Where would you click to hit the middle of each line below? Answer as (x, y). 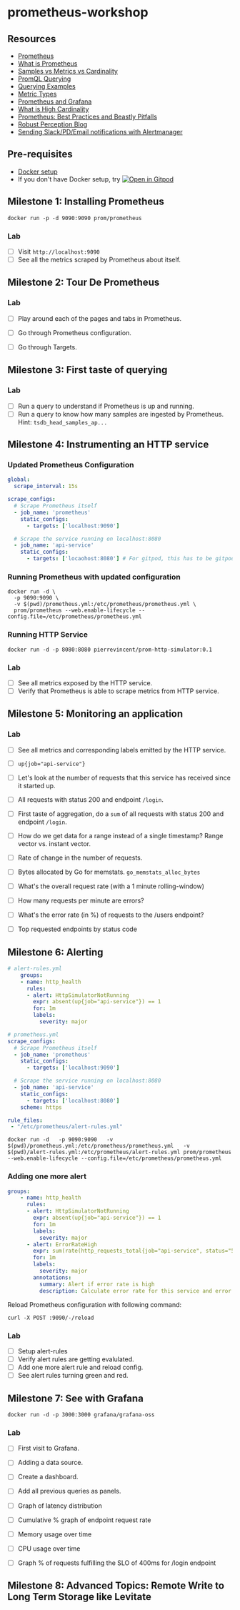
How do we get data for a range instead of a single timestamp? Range (120, 835)
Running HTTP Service (47, 635)
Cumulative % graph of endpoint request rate (84, 1520)
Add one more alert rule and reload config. (80, 1367)
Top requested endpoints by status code (77, 929)
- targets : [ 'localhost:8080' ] (73, 1100)
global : (19, 479)
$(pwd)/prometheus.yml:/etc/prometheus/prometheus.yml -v (99, 1146)
